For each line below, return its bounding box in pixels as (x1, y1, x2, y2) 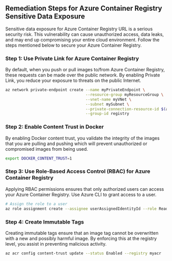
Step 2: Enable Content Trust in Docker (5, 123, 104, 130)
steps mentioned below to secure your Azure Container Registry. (5, 42, 142, 48)
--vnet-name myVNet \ (85, 97, 132, 102)
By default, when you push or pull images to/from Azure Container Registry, (5, 67, 165, 73)
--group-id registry (85, 111, 130, 116)
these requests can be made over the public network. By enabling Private (5, 72, 160, 78)
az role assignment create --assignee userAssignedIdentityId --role (5, 206, 157, 211)
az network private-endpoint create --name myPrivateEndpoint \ (5, 87, 145, 93)
